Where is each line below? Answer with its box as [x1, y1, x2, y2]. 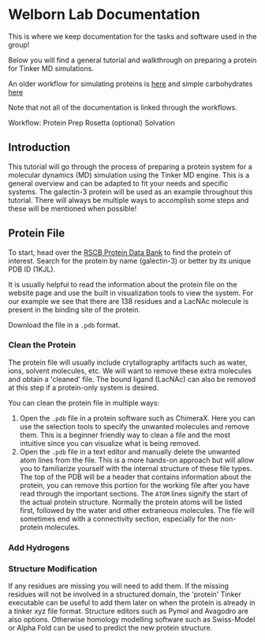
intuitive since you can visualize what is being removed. [19, 438, 201, 447]
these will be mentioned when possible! [8, 204, 137, 213]
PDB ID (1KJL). [8, 264, 56, 274]
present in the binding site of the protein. [8, 305, 140, 314]
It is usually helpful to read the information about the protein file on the [8, 279, 237, 289]
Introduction [8, 140, 71, 155]
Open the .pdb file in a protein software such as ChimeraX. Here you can [19, 413, 256, 423]
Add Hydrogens [8, 542, 70, 553]
